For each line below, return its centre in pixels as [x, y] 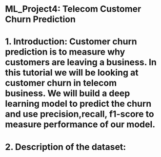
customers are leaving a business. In [81, 62]
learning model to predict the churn [78, 104]
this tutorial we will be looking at [72, 73]
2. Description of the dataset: [66, 147]
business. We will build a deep [68, 93]
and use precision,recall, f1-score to [80, 114]
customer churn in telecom [61, 83]
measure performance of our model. [80, 125]
